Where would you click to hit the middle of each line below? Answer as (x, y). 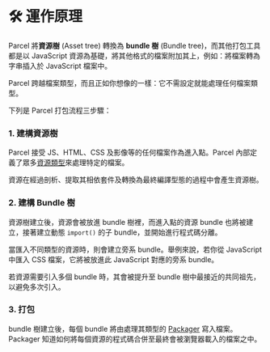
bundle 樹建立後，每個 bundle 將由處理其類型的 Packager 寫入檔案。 (123, 329)
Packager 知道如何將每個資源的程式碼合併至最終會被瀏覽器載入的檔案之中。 (135, 339)
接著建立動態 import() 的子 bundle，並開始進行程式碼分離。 (122, 232)
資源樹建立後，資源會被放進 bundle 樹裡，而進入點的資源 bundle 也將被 (127, 222)
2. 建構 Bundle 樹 (42, 203)
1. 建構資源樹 (33, 133)
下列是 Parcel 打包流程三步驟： (60, 110)
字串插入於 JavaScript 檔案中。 (60, 66)
